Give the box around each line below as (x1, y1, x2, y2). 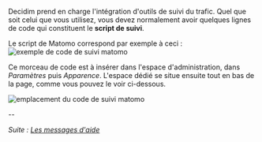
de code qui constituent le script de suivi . (8, 24, 144, 32)
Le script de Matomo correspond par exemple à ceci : (8, 39, 183, 48)
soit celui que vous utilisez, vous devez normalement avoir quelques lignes (8, 15, 251, 24)
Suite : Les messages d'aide (8, 125, 100, 134)
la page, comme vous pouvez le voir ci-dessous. (8, 79, 167, 88)
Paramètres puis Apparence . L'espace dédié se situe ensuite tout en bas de (8, 71, 255, 80)
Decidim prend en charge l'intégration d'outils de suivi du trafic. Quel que (8, 7, 247, 16)
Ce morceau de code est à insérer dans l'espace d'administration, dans (8, 62, 241, 72)
